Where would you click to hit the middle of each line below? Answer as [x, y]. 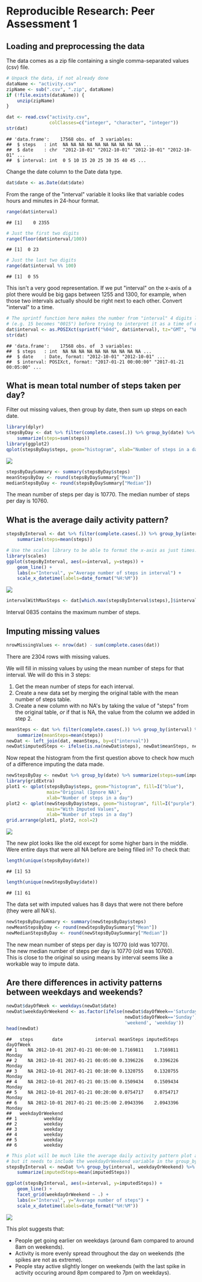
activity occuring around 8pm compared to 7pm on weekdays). [93, 1272]
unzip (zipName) [36, 101]
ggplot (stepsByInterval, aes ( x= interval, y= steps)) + [75, 562]
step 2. [23, 718]
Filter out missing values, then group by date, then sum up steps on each [96, 409]
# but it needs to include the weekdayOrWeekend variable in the [90, 1161]
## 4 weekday [35, 1134]
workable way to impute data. [43, 964]
